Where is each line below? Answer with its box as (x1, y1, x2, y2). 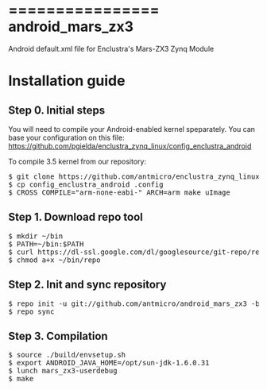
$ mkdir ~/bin (8, 231, 64, 241)
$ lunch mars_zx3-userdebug (8, 366, 118, 376)
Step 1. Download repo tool (8, 210, 143, 224)
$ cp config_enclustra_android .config (8, 180, 164, 189)
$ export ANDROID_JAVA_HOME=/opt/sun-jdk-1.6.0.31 (8, 358, 210, 368)
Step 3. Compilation (8, 329, 109, 342)
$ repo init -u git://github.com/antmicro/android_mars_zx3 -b (8, 299, 260, 308)
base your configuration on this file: (8, 133, 125, 142)
